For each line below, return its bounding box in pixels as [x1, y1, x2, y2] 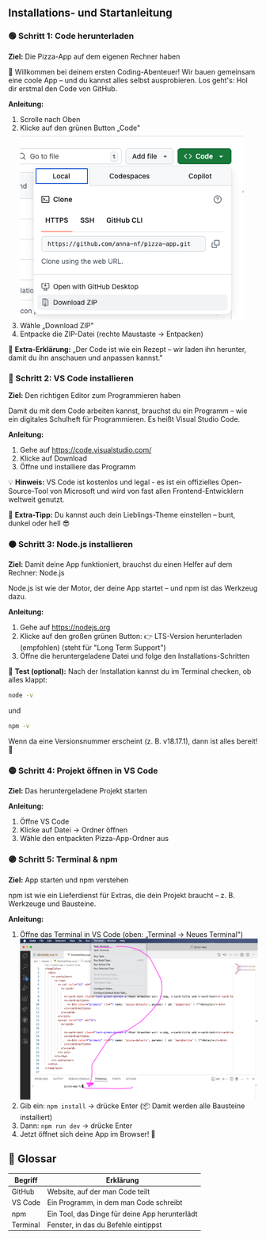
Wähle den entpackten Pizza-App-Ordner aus [19, 834, 169, 843]
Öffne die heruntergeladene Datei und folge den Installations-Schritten [19, 652, 250, 661]
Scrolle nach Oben [19, 114, 81, 124]
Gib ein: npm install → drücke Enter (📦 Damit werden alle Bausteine [19, 1101, 245, 1111]
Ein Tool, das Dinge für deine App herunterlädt [47, 1209, 198, 1218]
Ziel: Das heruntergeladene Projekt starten [8, 786, 148, 796]
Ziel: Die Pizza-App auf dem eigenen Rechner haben [8, 52, 180, 61]
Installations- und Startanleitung [8, 6, 173, 20]
